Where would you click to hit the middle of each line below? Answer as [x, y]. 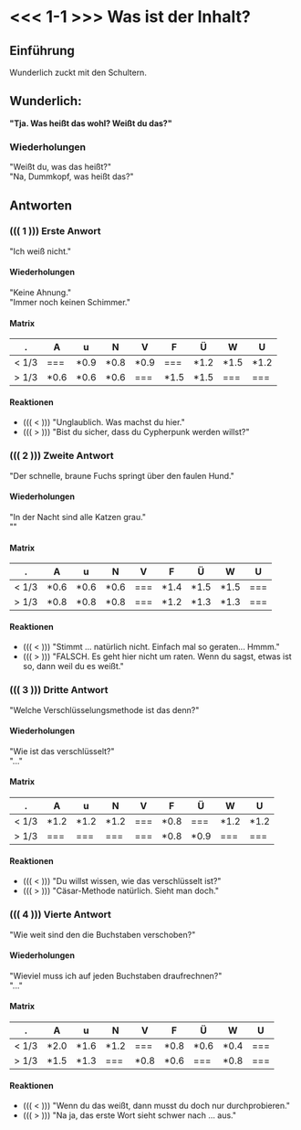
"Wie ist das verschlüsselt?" [62, 751]
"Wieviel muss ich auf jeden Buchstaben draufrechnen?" [116, 975]
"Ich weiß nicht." [40, 251]
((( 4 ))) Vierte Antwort [60, 914]
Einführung [42, 51]
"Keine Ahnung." [41, 293]
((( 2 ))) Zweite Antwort [62, 456]
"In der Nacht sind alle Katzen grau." [78, 517]
